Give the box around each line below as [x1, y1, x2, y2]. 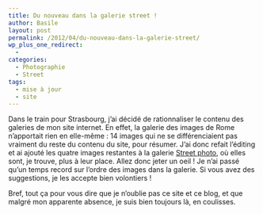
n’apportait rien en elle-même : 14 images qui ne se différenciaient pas [8, 132, 238, 141]
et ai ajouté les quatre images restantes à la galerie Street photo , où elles [8, 148, 246, 158]
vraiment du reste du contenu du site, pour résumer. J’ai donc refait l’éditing [8, 139, 256, 149]
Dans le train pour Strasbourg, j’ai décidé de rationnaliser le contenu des [8, 114, 244, 124]
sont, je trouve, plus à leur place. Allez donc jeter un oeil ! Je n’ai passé [8, 156, 240, 166]
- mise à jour [15, 85, 62, 94]
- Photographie [15, 63, 66, 71]
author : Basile [8, 19, 59, 27]
